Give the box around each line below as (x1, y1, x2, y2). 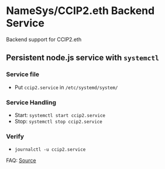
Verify (6, 132, 25, 140)
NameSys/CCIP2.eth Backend (6, 4, 155, 18)
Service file (6, 70, 40, 78)
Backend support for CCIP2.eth (6, 36, 82, 43)
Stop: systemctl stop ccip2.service (14, 118, 102, 125)
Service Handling (6, 98, 57, 106)
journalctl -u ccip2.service (14, 147, 86, 153)
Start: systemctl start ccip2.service (14, 111, 105, 118)
